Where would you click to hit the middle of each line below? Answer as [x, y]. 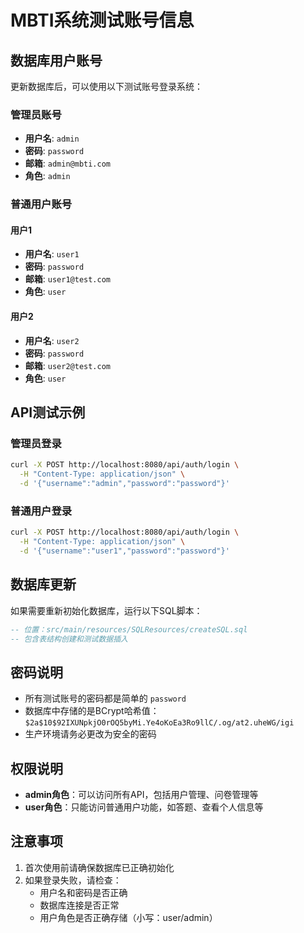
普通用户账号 [41, 204]
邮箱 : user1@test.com [68, 279]
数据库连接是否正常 [79, 905]
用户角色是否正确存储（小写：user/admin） [128, 917]
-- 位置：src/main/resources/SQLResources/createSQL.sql [129, 629]
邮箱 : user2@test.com [68, 365]
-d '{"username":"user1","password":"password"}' [124, 551]
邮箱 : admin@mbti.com [68, 163]
